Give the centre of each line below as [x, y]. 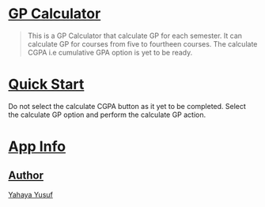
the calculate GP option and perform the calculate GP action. [107, 115]
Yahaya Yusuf [30, 194]
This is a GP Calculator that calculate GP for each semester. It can [135, 36]
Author [26, 176]
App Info [37, 147]
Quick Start [46, 85]
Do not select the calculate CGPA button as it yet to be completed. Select [127, 106]
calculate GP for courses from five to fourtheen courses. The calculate [142, 43]
